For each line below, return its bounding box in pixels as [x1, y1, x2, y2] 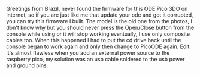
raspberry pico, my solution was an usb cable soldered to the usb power [6, 56, 185, 62]
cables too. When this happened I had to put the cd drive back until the [6, 37, 181, 43]
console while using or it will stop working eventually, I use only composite [6, 30, 190, 37]
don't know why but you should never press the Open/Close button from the [6, 24, 195, 31]
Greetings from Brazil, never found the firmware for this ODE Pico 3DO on [6, 5, 188, 12]
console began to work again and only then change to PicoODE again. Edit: [6, 43, 192, 50]
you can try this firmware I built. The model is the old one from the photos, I [6, 18, 193, 24]
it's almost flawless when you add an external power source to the [6, 49, 170, 56]
